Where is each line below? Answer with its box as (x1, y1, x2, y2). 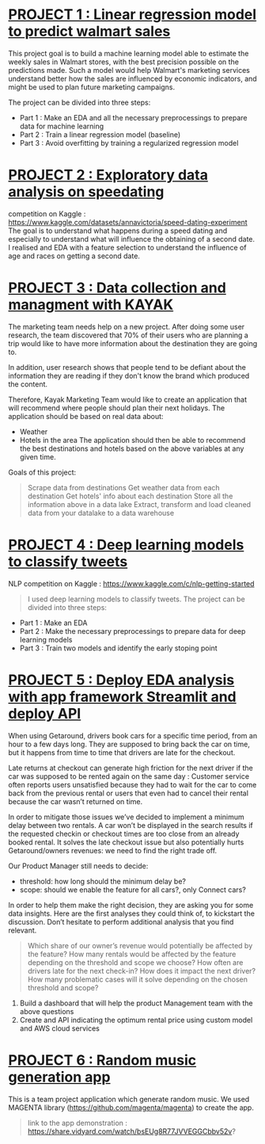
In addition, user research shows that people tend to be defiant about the (8, 362, 247, 372)
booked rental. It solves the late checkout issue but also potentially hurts (8, 837, 244, 847)
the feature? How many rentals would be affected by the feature (27, 949, 237, 959)
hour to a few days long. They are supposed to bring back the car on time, (8, 739, 251, 749)
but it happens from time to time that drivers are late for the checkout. (8, 747, 236, 757)
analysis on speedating (8, 183, 165, 201)
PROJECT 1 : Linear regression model (8, 6, 257, 24)
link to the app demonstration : (27, 1118, 128, 1127)
